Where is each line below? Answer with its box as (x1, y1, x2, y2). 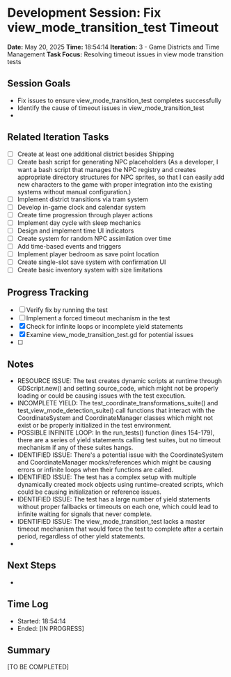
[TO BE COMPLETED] (7, 663, 70, 671)
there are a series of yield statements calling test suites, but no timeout (17, 435, 221, 444)
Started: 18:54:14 (17, 616, 66, 625)
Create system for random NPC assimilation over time (17, 235, 172, 242)
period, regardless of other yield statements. (17, 531, 145, 540)
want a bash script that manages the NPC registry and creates (17, 165, 196, 173)
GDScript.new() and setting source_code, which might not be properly (17, 384, 219, 392)
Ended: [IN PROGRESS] (17, 624, 85, 632)
